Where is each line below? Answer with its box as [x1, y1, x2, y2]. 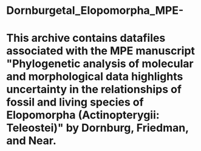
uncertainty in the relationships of [6, 83, 182, 97]
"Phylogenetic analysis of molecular [6, 57, 194, 71]
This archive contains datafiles [6, 31, 166, 45]
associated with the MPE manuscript [6, 44, 196, 58]
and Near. [6, 134, 56, 148]
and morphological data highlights [6, 70, 183, 83]
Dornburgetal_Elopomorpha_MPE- [6, 4, 184, 18]
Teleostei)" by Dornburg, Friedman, [6, 121, 189, 135]
